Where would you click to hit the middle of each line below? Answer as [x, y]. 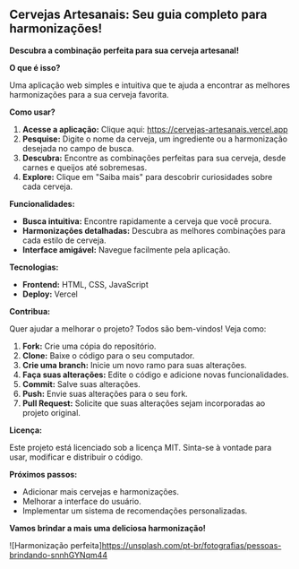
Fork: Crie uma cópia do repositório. [89, 346]
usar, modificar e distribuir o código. [76, 457]
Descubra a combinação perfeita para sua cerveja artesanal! [124, 50]
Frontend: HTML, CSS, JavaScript [85, 284]
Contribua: [30, 311]
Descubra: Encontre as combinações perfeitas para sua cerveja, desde [154, 158]
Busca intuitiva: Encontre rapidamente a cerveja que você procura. [147, 221]
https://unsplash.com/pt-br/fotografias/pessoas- [192, 545]
